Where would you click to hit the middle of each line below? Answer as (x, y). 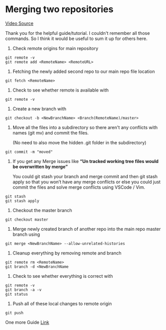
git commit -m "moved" (29, 152)
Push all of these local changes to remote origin (62, 303)
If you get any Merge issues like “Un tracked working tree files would (86, 161)
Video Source (19, 23)
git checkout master (27, 219)
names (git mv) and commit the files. (51, 133)
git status (17, 294)
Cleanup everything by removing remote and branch (67, 253)
